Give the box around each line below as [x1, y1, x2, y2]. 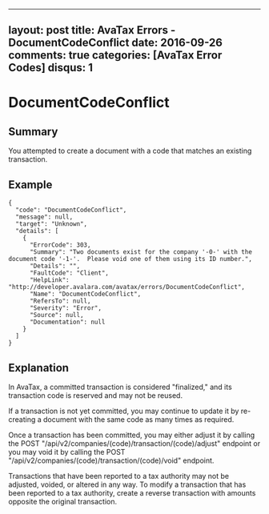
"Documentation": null [29, 318, 106, 327]
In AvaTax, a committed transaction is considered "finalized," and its [8, 382, 232, 392]
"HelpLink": [29, 276, 70, 284]
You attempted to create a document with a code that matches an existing [8, 146, 252, 156]
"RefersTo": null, [29, 297, 91, 305]
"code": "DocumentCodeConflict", [15, 206, 127, 215]
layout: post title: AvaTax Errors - [8, 23, 176, 37]
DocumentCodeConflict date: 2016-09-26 [8, 36, 223, 50]
